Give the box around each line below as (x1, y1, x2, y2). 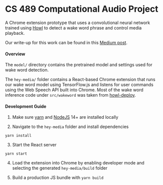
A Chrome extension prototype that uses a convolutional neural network (5, 20, 150, 26)
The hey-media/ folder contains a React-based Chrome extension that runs (5, 77, 156, 82)
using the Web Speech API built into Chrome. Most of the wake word (5, 87, 143, 93)
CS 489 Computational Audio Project (5, 3, 159, 15)
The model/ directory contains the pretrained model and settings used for (5, 62, 153, 68)
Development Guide (5, 103, 47, 109)
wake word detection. (5, 67, 49, 73)
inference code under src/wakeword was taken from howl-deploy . (5, 92, 136, 98)
